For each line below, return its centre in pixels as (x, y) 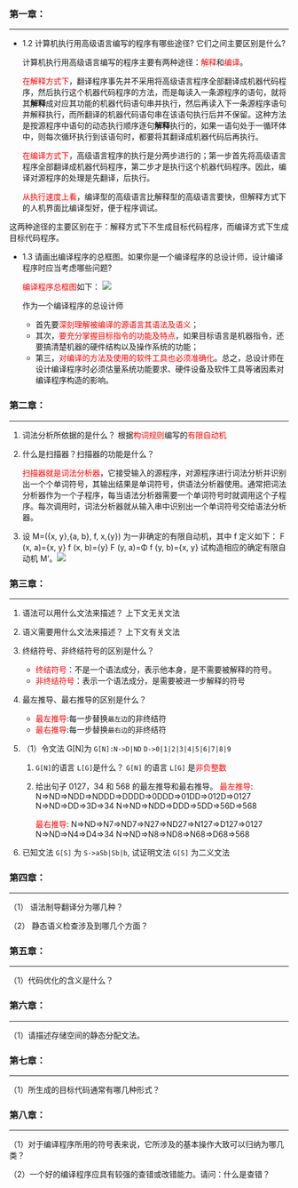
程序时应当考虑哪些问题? (67, 268)
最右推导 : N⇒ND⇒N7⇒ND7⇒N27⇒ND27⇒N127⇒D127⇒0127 (149, 823)
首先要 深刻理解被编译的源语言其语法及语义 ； (117, 325)
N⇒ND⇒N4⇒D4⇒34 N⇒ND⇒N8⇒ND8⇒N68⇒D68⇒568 (142, 834)
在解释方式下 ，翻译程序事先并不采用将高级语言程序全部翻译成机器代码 (150, 81)
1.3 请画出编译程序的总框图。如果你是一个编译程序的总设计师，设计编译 (153, 257)
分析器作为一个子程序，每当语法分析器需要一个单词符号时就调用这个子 (150, 494)
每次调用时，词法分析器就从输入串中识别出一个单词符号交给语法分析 (162, 506)
